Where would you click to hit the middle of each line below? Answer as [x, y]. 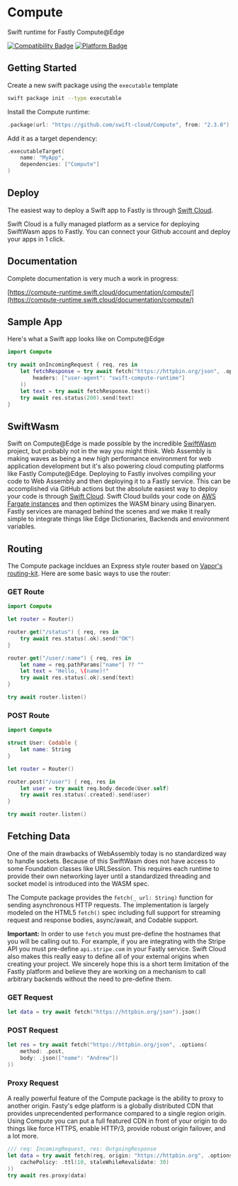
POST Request [33, 1030]
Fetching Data [39, 837]
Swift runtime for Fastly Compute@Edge [66, 32]
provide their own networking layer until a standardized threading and [109, 876]
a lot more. [23, 1136]
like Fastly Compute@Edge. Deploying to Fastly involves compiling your [112, 474]
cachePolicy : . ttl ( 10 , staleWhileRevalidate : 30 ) [95, 1162]
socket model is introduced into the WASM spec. [79, 883]
